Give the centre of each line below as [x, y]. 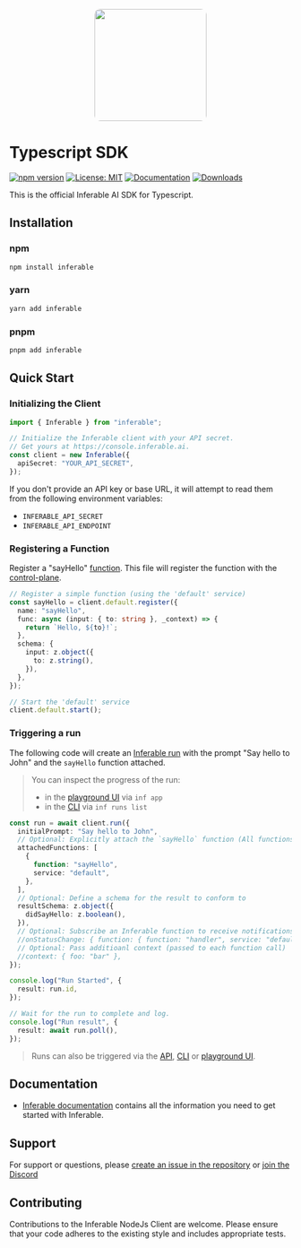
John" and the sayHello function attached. [87, 762]
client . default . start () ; [56, 710]
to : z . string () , [63, 661]
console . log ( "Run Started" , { [66, 981]
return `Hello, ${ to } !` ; [72, 628]
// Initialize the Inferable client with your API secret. [122, 438]
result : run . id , [47, 989]
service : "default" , [71, 873]
